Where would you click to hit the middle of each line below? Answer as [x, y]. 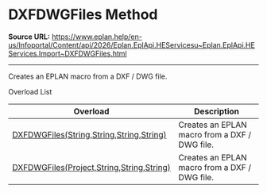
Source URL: [29, 37]
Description [217, 111]
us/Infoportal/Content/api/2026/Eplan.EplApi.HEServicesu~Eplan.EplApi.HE [132, 44]
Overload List [30, 91]
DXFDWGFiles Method [83, 15]
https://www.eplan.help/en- [97, 37]
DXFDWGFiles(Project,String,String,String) [91, 167]
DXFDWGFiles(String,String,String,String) [89, 134]
